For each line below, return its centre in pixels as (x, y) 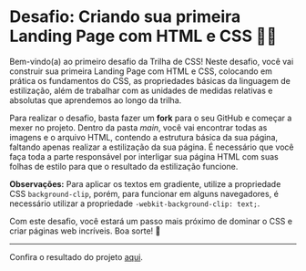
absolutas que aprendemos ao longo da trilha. (96, 100)
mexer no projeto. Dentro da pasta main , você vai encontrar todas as (138, 127)
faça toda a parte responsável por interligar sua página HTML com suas (144, 156)
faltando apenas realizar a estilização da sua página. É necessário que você (152, 147)
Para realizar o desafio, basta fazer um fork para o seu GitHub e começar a (151, 118)
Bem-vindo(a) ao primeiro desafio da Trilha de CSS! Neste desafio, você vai (152, 61)
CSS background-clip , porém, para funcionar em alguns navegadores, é (144, 193)
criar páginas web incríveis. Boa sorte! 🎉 (85, 231)
